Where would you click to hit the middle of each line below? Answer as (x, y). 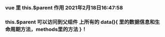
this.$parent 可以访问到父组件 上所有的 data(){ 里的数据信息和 (80, 22)
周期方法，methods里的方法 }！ (49, 29)
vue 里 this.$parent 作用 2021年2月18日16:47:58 (64, 7)
